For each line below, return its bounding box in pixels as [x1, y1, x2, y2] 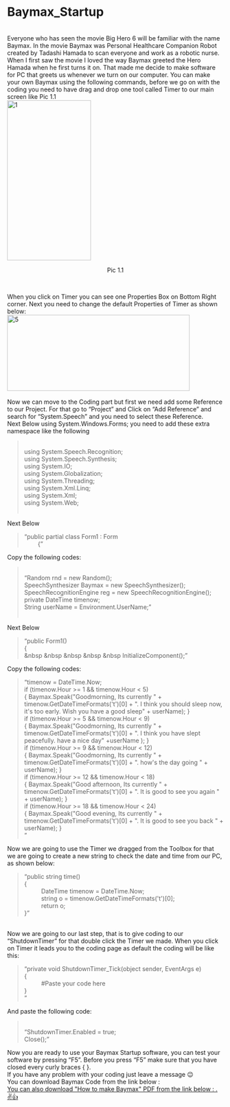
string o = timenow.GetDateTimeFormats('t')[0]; [41, 894, 175, 902]
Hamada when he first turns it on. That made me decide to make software [7, 63, 216, 71]
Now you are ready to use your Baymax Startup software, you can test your [7, 1048, 220, 1056]
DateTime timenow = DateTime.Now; [41, 887, 145, 895]
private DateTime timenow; [23, 595, 101, 604]
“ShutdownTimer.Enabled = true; [23, 1027, 117, 1036]
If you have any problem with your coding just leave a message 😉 [7, 1070, 194, 1078]
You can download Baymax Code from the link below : [7, 1077, 160, 1086]
